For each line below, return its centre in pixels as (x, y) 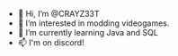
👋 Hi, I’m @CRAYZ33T (59, 14)
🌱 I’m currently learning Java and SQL (88, 32)
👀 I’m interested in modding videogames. (93, 23)
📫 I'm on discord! (51, 43)
